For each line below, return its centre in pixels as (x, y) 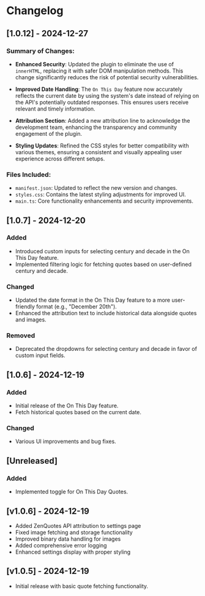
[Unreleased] (32, 461)
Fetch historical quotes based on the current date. (78, 412)
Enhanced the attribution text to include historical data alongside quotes (106, 313)
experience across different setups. (60, 159)
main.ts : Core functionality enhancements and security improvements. (104, 201)
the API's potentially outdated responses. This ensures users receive (102, 102)
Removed (21, 335)
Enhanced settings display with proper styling (73, 552)
